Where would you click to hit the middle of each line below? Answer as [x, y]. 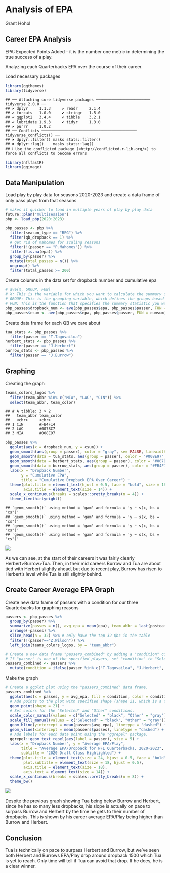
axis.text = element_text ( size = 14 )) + [67, 772]
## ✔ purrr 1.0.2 [28, 126]
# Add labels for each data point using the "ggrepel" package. [79, 734]
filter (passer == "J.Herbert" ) [43, 346]
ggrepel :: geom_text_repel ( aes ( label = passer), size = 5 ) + [74, 739]
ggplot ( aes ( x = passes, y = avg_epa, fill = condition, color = [79, 697]
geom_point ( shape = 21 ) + [37, 706]
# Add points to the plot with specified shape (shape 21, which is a [86, 701]
